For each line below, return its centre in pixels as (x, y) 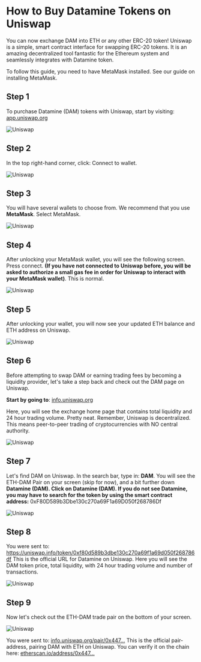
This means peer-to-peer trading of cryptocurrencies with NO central (92, 424)
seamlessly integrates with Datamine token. (60, 60)
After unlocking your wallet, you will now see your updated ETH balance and (100, 324)
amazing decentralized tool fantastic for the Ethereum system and (88, 53)
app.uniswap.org (27, 117)
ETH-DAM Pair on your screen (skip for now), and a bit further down (91, 482)
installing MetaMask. (32, 78)
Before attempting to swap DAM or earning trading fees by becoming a (94, 375)
